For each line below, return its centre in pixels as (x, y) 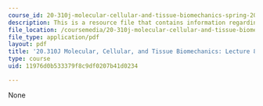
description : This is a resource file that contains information (117, 23)
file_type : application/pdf (54, 37)
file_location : (33, 30)
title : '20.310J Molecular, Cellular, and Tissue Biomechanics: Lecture (129, 51)
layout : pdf (27, 44)
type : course (29, 59)
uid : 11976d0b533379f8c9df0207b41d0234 (73, 66)
